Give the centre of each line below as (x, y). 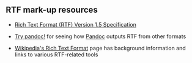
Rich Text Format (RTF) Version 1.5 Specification (76, 24)
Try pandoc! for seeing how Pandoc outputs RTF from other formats (100, 36)
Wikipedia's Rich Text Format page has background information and (100, 48)
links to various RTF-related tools (56, 55)
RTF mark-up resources (52, 10)
